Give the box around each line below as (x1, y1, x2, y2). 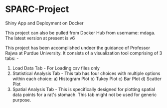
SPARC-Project (5, 3, 69, 15)
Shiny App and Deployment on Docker (5, 20, 84, 26)
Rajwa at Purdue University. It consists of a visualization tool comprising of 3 (5, 50, 163, 56)
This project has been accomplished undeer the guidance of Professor (5, 44, 151, 50)
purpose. (12, 96, 31, 103)
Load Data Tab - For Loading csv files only (12, 65, 100, 71)
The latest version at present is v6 (5, 35, 75, 41)
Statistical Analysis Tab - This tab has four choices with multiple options (12, 70, 161, 76)
